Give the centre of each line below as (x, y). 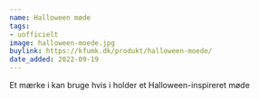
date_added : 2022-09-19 (54, 59)
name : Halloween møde (50, 18)
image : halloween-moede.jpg (62, 43)
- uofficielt (34, 34)
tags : (19, 26)
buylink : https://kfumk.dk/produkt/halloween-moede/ (111, 51)
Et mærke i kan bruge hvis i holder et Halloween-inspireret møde (130, 85)
